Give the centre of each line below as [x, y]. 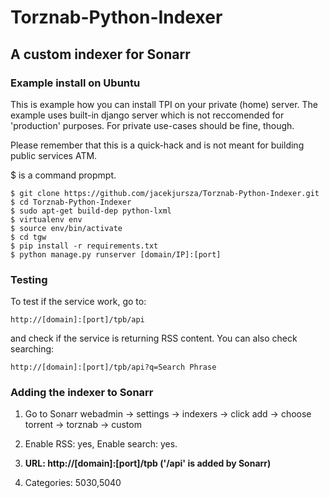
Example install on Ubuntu [75, 83]
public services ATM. [54, 155]
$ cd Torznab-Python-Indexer [71, 202]
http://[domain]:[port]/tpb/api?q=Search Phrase [113, 367]
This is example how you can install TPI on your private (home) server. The [164, 104]
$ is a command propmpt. [63, 175]
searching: [32, 349]
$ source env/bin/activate [66, 228]
